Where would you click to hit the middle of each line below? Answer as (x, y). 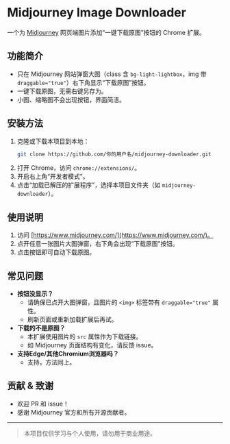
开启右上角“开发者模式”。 (53, 177)
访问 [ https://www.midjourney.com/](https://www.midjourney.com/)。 (115, 235)
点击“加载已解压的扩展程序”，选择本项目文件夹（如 (89, 185)
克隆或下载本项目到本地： (53, 141)
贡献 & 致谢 (30, 386)
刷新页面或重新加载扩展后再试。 (72, 319)
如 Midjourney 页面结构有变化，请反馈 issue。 (92, 345)
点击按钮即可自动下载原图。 (56, 252)
